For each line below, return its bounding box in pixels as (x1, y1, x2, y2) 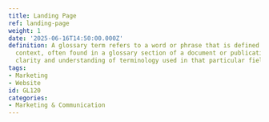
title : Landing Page (8, 11, 78, 20)
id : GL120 (8, 86, 42, 95)
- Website (8, 79, 42, 87)
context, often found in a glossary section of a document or (15, 49, 227, 57)
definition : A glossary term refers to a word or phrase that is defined (8, 42, 260, 50)
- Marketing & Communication (8, 101, 106, 109)
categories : (8, 94, 48, 102)
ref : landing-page (8, 19, 70, 27)
